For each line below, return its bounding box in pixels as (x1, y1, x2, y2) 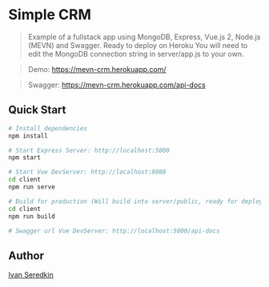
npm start (8, 153, 42, 161)
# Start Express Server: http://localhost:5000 (8, 146, 171, 154)
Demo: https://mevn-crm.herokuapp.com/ (27, 64, 167, 74)
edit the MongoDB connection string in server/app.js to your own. (27, 49, 244, 58)
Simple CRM (8, 6, 92, 24)
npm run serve (8, 183, 56, 191)
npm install (8, 132, 48, 140)
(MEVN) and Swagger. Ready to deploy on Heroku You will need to (27, 40, 248, 50)
